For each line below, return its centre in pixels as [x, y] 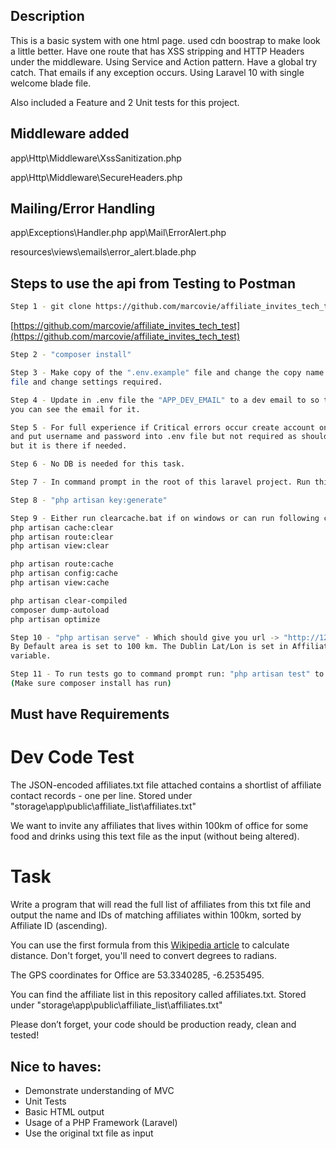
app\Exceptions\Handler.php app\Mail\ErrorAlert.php [118, 233]
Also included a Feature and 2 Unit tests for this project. [125, 102]
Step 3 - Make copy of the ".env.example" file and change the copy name [167, 373]
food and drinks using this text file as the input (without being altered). [155, 836]
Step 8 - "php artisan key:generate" [89, 500]
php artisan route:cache [62, 564]
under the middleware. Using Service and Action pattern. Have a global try [164, 61]
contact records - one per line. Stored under [101, 796]
